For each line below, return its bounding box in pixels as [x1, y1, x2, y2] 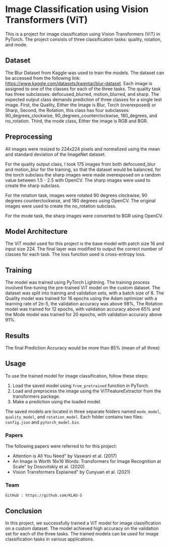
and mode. [5, 41, 28, 47]
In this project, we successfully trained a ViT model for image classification [5, 520, 161, 526]
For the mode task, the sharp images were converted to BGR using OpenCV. [5, 213, 163, 219]
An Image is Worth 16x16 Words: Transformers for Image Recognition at [12, 458, 161, 464]
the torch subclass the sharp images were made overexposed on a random [5, 171, 161, 177]
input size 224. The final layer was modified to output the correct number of [5, 246, 163, 252]
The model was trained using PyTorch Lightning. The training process [5, 279, 150, 285]
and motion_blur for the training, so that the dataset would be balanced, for [5, 166, 161, 172]
